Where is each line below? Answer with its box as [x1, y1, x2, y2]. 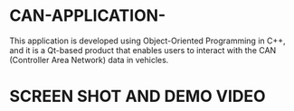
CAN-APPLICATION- [9, 5, 166, 26]
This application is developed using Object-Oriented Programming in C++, [9, 35, 287, 46]
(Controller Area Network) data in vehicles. [9, 54, 169, 65]
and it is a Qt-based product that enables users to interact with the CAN [9, 44, 277, 55]
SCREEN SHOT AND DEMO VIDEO [9, 87, 266, 106]
